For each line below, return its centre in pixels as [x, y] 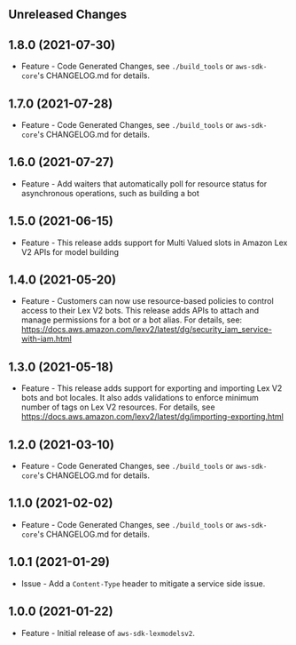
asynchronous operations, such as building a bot [110, 193]
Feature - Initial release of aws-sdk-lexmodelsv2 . [108, 633]
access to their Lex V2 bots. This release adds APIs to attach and [140, 311]
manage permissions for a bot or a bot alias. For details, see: [132, 320]
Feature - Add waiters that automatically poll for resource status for [144, 183]
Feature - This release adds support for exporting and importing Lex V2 [152, 388]
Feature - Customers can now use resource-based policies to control [147, 301]
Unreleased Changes [68, 15]
